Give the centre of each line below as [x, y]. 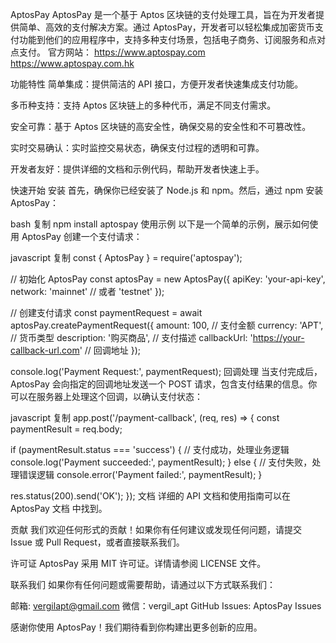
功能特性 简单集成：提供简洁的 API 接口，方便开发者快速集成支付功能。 [157, 84]
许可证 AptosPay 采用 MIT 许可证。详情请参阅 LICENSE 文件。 [138, 563]
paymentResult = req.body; [66, 429]
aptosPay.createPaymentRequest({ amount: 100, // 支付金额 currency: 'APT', [167, 325]
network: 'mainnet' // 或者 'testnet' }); [87, 291]
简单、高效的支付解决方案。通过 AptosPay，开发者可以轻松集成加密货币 [166, 27]
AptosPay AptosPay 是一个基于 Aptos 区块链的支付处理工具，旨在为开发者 [163, 14]
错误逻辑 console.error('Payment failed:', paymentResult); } [140, 474]
